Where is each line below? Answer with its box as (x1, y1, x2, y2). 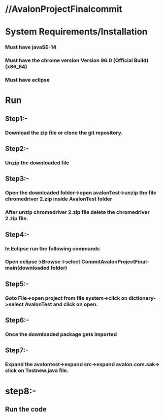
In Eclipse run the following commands (5, 245, 100, 252)
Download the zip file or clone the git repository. (5, 129, 123, 136)
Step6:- (5, 316, 30, 324)
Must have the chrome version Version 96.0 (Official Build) (5, 57, 149, 64)
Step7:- (5, 346, 29, 355)
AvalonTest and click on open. (24, 301, 98, 308)
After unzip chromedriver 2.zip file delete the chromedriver (5, 209, 150, 216)
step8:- (5, 385, 36, 397)
